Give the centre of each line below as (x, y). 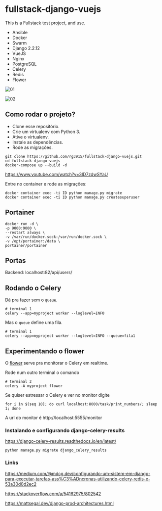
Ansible (20, 32)
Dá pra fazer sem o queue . (31, 300)
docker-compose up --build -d (36, 165)
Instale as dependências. (37, 142)
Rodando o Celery (33, 288)
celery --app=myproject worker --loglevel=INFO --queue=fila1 (70, 336)
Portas (16, 260)
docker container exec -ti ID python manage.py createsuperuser (72, 197)
